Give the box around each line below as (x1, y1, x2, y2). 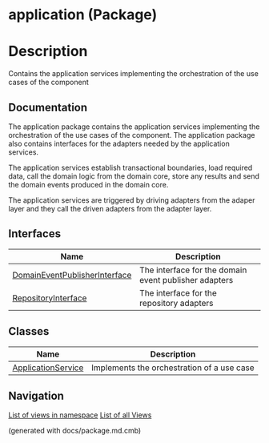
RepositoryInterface (12, 292, 87, 304)
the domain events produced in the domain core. (8, 179, 169, 189)
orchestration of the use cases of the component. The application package (8, 130, 255, 139)
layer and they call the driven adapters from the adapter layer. (8, 203, 212, 213)
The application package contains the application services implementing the (8, 122, 260, 131)
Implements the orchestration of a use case (91, 362, 255, 373)
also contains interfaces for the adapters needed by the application (8, 139, 230, 148)
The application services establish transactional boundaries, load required (8, 163, 253, 172)
